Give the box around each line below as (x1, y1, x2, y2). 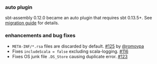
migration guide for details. (5, 20, 59, 26)
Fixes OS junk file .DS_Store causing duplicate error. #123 (12, 53, 128, 59)
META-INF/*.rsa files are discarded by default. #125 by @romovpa (12, 43, 144, 49)
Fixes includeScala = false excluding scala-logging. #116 (12, 48, 129, 54)
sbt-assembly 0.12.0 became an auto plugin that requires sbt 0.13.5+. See (5, 15, 152, 21)
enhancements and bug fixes (5, 32, 76, 39)
